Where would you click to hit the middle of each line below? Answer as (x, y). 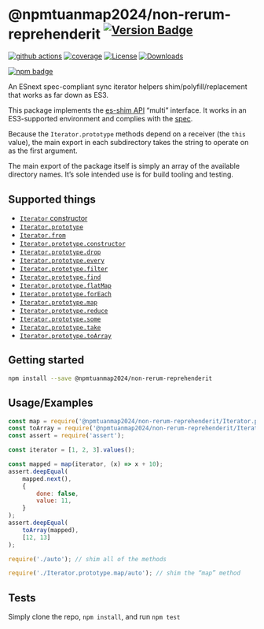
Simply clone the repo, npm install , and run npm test (94, 617)
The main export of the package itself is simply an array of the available (124, 166)
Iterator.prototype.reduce (64, 311)
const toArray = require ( (50, 428)
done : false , (58, 493)
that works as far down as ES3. (58, 95)
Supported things (52, 199)
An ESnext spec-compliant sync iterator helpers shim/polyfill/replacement (128, 87)
